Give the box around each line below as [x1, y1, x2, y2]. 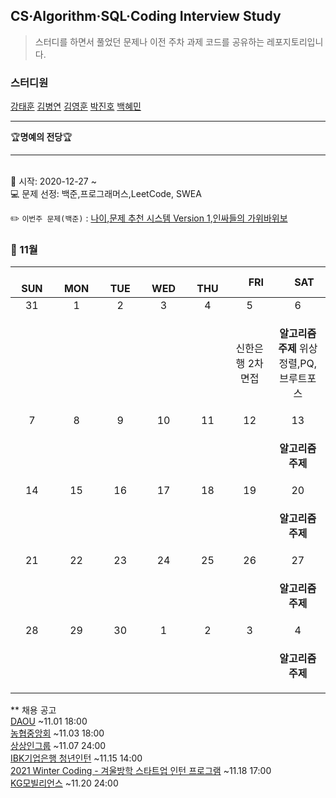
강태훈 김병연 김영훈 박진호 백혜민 [10, 100, 142, 113]
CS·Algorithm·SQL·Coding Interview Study [10, 8, 282, 25]
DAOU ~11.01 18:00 [10, 715, 88, 728]
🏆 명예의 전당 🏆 [10, 131, 73, 143]
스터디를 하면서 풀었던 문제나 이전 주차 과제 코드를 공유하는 [34, 35, 265, 48]
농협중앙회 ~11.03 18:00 [10, 727, 105, 739]
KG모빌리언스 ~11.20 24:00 [10, 777, 119, 789]
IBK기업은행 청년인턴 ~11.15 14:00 [10, 752, 143, 764]
